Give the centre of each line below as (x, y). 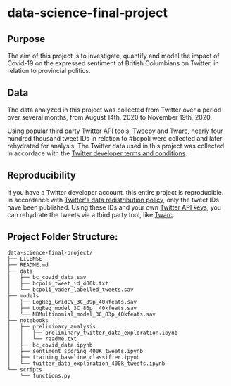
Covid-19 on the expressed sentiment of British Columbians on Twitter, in (113, 63)
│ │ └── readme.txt (42, 339)
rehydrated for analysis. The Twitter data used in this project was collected (115, 146)
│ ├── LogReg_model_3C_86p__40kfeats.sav (72, 308)
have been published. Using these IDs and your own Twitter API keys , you (114, 207)
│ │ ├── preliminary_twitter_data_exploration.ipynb (93, 333)
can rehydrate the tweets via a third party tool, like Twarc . (91, 214)
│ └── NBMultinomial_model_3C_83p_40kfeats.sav (82, 314)
